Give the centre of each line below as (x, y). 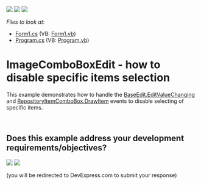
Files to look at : (26, 22)
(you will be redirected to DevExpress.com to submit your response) (92, 175)
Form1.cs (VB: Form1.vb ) (45, 34)
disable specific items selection (88, 78)
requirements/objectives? (57, 148)
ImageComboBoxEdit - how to (83, 65)
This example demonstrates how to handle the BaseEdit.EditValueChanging (100, 94)
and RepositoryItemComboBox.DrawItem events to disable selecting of (95, 101)
